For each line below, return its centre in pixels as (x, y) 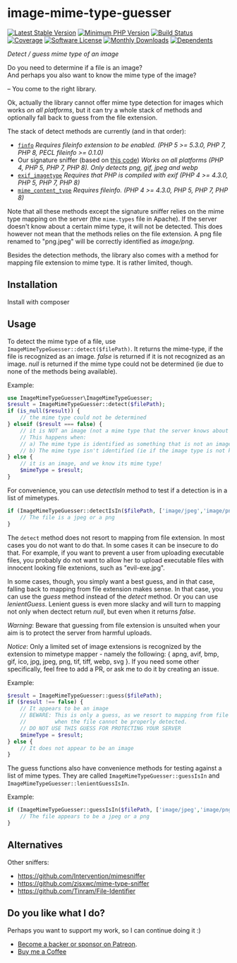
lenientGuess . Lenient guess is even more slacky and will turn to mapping (114, 604)
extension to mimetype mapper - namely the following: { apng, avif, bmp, (113, 654)
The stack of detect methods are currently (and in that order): (97, 131)
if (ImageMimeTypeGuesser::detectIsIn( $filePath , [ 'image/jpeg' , (105, 511)
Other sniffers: (28, 862)
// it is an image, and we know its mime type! (91, 464)
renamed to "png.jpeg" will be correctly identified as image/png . (101, 241)
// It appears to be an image (65, 709)
